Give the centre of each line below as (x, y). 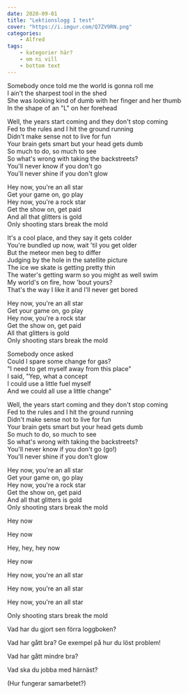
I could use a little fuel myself (49, 383)
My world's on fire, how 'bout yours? (60, 282)
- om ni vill (39, 59)
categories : (24, 33)
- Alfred (32, 40)
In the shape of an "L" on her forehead (62, 108)
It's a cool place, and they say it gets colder (70, 238)
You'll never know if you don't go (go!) (62, 449)
